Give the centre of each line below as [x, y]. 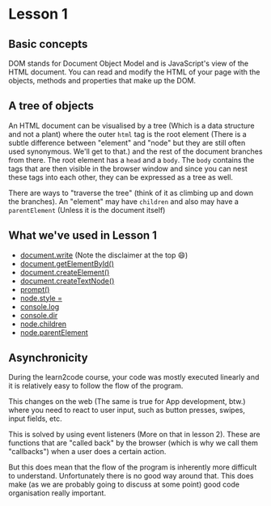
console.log [40, 306]
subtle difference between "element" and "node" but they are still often [127, 142]
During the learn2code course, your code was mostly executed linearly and [134, 377]
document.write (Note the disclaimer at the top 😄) [104, 255]
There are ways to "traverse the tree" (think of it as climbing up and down [131, 193]
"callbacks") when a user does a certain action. [87, 452]
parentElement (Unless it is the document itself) [87, 210]
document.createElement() [65, 272]
